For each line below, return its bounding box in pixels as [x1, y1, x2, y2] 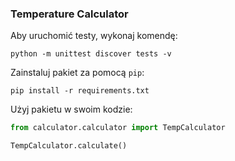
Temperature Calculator [10, 7, 129, 21]
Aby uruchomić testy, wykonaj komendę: [10, 30, 178, 42]
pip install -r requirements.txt [10, 86, 150, 96]
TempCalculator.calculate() [10, 141, 128, 151]
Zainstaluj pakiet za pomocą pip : [10, 67, 145, 79]
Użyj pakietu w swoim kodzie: [10, 103, 133, 116]
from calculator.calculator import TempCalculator [10, 123, 226, 133]
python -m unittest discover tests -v [10, 49, 172, 59]
